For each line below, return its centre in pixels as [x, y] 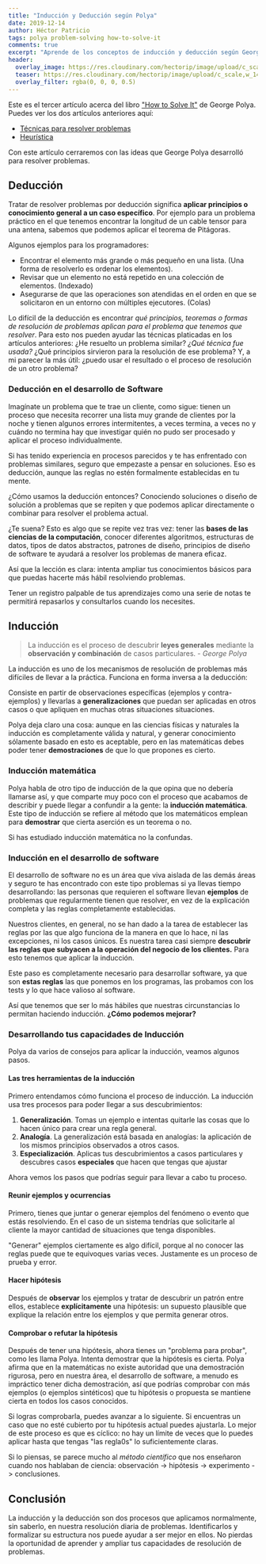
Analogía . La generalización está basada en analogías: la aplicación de [135, 1137]
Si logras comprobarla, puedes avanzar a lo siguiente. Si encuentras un [125, 1416]
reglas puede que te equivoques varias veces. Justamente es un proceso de [133, 1253]
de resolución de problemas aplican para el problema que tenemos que [125, 327]
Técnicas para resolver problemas [75, 128]
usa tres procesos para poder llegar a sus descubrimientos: [105, 1104]
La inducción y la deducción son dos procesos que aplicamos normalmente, [133, 1518]
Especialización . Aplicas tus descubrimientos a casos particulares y [131, 1153]
